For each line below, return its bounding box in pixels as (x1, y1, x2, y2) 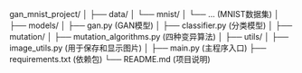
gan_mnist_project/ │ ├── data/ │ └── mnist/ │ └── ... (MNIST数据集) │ (9, 9, 280, 19)
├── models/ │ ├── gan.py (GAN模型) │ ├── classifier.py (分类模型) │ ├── (9, 20, 293, 31)
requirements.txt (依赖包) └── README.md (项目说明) (9, 54, 211, 64)
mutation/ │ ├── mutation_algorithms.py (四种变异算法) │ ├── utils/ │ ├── (9, 32, 289, 41)
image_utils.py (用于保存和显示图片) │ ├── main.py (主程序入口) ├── (9, 42, 267, 53)
